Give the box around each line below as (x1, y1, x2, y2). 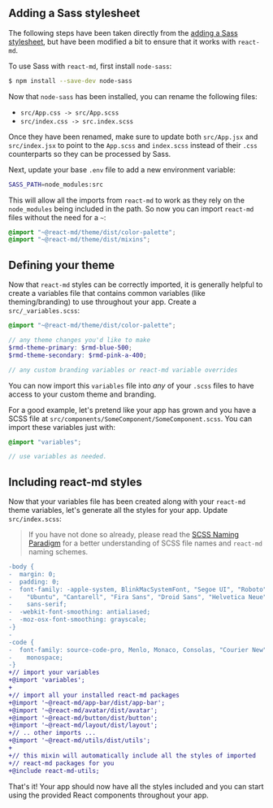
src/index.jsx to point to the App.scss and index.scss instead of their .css (8, 140, 258, 150)
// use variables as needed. (8, 453, 107, 461)
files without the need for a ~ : (8, 212, 106, 222)
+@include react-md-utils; (8, 767, 100, 775)
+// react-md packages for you (8, 759, 115, 767)
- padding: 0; (8, 577, 60, 586)
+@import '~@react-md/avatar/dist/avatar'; (8, 706, 158, 715)
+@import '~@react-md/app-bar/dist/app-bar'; (8, 698, 165, 706)
